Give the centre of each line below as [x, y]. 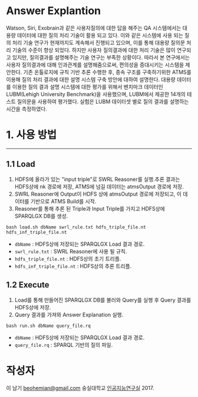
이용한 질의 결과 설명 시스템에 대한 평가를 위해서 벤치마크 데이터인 [88, 87]
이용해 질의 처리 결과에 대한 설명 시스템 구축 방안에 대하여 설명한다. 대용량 [91, 79]
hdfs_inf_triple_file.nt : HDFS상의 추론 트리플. [73, 266]
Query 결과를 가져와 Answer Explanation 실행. [69, 315]
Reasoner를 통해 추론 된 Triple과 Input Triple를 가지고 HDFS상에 [90, 209]
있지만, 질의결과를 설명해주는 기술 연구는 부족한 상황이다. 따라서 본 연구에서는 [101, 57]
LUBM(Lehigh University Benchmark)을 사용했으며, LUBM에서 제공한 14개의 [96, 94]
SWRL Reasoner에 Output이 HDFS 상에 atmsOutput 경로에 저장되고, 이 [98, 194]
